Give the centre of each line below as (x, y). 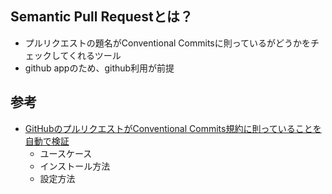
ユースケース (66, 153)
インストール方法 (75, 166)
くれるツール (95, 55)
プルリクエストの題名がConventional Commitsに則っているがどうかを (168, 43)
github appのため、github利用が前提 (99, 68)
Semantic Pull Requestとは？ (101, 17)
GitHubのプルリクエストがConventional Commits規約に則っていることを (173, 128)
